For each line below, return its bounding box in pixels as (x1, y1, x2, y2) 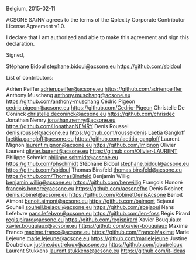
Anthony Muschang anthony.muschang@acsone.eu (6, 92, 131, 98)
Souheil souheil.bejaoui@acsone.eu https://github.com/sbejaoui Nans (6, 204, 174, 210)
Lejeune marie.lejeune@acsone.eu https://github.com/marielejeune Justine (6, 235, 188, 242)
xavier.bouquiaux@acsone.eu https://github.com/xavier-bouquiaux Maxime (6, 223, 188, 229)
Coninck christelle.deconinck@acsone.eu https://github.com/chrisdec (6, 111, 176, 117)
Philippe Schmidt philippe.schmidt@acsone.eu (6, 154, 118, 160)
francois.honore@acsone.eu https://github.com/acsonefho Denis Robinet (6, 185, 183, 192)
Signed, (6, 52, 25, 58)
